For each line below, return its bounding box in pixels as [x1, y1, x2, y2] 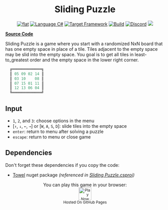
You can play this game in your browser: [43, 182, 128, 188]
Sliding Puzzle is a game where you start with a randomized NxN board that [5, 41, 163, 47]
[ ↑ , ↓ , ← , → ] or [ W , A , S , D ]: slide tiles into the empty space [12, 123, 127, 129]
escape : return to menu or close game [12, 134, 91, 140]
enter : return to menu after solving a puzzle [12, 128, 104, 134]
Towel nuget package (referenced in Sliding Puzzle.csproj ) [12, 171, 135, 178]
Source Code [5, 30, 33, 37]
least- [135, 51, 147, 57]
